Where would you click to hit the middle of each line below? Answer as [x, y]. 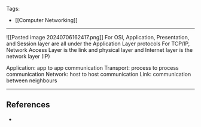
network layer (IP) [28, 56]
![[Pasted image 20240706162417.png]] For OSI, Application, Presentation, [98, 37]
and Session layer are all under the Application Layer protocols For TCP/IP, [98, 44]
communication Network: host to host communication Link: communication [99, 74]
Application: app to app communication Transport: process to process [92, 68]
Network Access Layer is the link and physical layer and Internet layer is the [100, 50]
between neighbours [32, 80]
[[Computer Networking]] [46, 20]
